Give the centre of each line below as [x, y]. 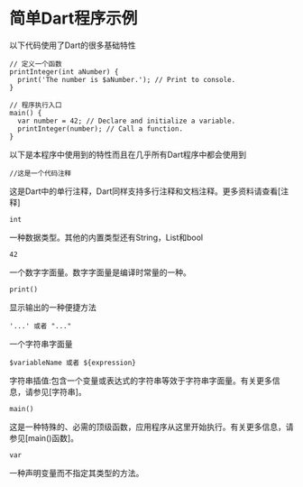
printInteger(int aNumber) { [64, 72]
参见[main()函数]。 [44, 437]
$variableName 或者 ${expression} [73, 363]
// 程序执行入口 [36, 105]
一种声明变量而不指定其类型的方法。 [77, 473]
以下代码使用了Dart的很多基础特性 [73, 45]
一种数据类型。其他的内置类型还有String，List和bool [106, 237]
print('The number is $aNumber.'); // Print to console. [127, 79]
